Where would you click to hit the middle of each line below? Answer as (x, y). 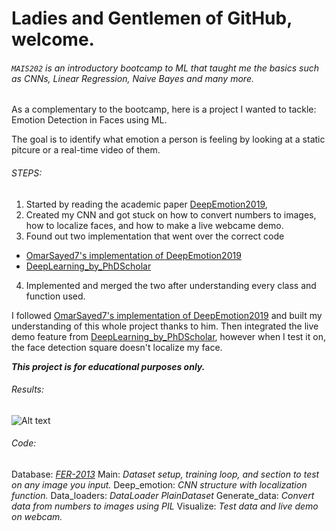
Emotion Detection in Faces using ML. (89, 120)
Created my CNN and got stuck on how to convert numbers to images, (171, 214)
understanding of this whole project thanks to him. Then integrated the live (165, 326)
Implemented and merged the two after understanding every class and (171, 285)
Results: (28, 389)
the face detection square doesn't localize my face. (117, 347)
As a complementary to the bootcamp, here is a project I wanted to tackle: (164, 109)
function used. (55, 296)
